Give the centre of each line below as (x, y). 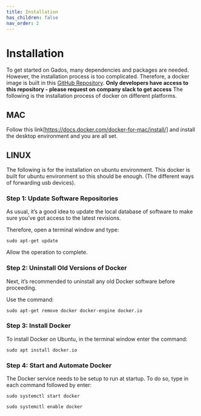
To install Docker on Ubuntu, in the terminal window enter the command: (97, 339)
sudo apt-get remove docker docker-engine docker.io (74, 310)
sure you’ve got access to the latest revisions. (64, 218)
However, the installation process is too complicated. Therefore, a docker (98, 77)
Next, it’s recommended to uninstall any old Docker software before (91, 281)
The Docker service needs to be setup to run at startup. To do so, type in (97, 379)
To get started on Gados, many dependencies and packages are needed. (98, 70)
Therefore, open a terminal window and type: (63, 230)
